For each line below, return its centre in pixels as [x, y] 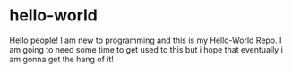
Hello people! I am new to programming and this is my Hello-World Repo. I [146, 40]
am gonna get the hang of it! [62, 59]
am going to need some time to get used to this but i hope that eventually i [146, 49]
